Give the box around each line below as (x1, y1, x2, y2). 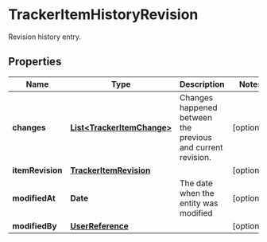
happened (179, 102, 218, 113)
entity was (179, 197, 219, 209)
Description (179, 78, 225, 89)
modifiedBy (12, 221, 57, 232)
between (179, 111, 213, 123)
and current (179, 142, 224, 153)
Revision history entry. (8, 32, 82, 41)
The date (179, 178, 213, 189)
